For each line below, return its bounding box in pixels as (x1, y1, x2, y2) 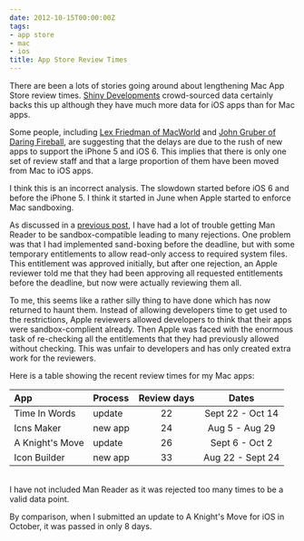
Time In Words (14, 407, 76, 420)
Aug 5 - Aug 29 (207, 422, 276, 434)
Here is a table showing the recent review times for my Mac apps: (9, 371, 255, 381)
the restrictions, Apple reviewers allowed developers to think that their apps (9, 314, 292, 324)
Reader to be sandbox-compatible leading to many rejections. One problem (9, 229, 291, 240)
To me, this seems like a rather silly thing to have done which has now (9, 295, 270, 305)
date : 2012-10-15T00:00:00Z (9, 13, 116, 23)
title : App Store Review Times (9, 55, 128, 64)
